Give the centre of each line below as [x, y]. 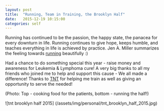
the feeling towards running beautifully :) [47, 54]
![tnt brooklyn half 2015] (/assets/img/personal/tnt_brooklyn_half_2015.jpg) [81, 103]
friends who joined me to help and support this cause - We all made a [76, 74]
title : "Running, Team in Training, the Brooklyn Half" [65, 14]
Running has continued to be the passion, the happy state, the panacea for [81, 38]
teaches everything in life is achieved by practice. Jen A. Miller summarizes [82, 48]
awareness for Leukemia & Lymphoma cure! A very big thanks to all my [78, 68]
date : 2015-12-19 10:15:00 [35, 19]
